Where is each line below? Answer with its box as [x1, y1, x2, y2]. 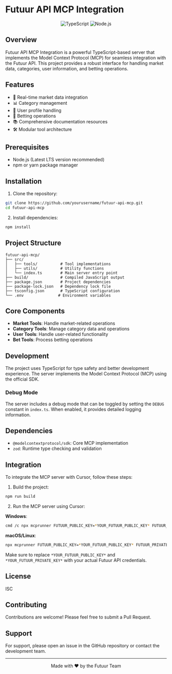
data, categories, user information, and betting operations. [5, 65, 128, 71]
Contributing [5, 601, 47, 609]
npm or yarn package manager [12, 162, 78, 168]
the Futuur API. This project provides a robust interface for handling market [5, 60, 164, 66]
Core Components [5, 307, 65, 315]
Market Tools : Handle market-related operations [12, 320, 115, 327]
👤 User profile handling [12, 107, 61, 114]
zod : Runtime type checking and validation [12, 445, 102, 452]
